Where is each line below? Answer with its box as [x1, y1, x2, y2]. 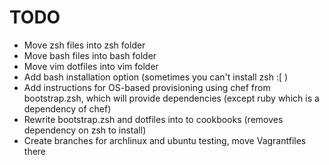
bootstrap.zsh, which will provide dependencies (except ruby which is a [23, 92, 320, 104]
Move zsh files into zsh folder [23, 39, 146, 51]
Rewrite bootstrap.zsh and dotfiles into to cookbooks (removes [23, 113, 284, 125]
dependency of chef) [23, 102, 112, 115]
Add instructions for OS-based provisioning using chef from [23, 81, 271, 93]
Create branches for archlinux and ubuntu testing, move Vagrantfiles [23, 134, 307, 146]
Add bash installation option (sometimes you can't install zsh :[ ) [23, 71, 289, 83]
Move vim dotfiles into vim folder [23, 60, 159, 72]
